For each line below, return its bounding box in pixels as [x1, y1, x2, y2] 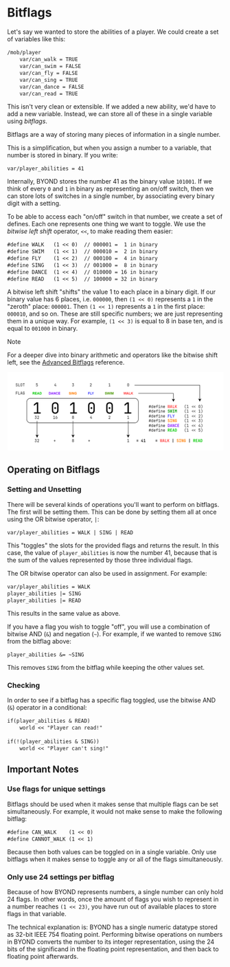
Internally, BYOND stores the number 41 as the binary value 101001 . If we [7, 177, 212, 185]
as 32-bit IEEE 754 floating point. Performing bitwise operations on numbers [7, 931, 223, 938]
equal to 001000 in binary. [7, 324, 78, 332]
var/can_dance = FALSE [19, 83, 84, 90]
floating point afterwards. [7, 953, 79, 960]
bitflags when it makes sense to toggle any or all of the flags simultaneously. [7, 855, 223, 863]
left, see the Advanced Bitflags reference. [7, 358, 125, 366]
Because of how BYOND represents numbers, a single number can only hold [7, 888, 224, 895]
